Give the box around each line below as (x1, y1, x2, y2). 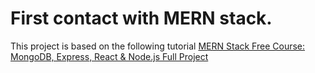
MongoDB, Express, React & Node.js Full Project (10, 50, 209, 62)
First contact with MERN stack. (10, 7, 273, 30)
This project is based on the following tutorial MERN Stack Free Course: (10, 40, 306, 52)
